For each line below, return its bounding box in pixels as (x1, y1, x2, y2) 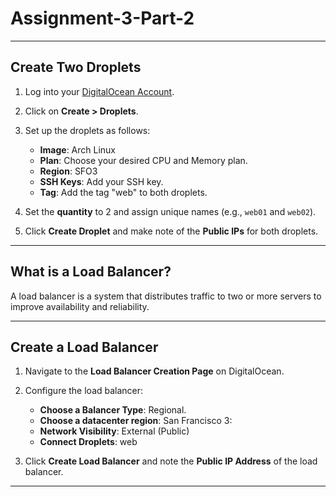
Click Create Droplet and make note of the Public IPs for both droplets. (24, 225, 319, 237)
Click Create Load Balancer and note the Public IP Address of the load (24, 455, 318, 467)
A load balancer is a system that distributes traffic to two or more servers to (10, 290, 322, 302)
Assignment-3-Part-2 (10, 7, 195, 30)
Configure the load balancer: (24, 385, 144, 397)
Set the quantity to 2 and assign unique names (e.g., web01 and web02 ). (24, 205, 317, 217)
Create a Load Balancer (10, 338, 159, 356)
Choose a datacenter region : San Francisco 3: (39, 415, 233, 427)
